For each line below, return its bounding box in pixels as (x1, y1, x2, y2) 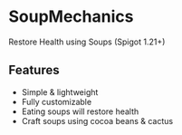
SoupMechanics (8, 6, 134, 27)
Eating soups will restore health (21, 106, 139, 117)
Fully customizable (21, 96, 92, 107)
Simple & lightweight (21, 86, 99, 97)
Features (8, 63, 60, 78)
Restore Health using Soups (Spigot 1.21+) (8, 36, 166, 47)
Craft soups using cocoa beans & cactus (21, 115, 174, 126)
